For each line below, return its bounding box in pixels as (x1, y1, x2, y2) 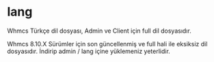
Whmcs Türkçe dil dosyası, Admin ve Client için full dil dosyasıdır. (7, 27, 191, 35)
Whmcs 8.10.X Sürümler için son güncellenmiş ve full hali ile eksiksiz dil (7, 40, 208, 48)
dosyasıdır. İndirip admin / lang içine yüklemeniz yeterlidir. (7, 47, 171, 55)
